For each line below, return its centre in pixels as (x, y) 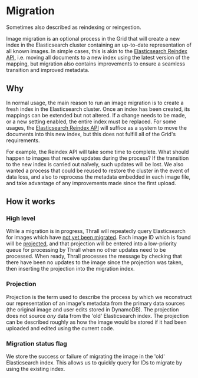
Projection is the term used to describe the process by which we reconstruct (99, 297)
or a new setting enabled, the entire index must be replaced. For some (91, 121)
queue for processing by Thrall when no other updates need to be (86, 250)
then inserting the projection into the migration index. (70, 269)
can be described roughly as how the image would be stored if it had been (96, 322)
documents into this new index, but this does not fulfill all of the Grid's (91, 134)
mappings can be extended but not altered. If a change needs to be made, (96, 115)
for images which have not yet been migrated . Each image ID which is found (98, 238)
